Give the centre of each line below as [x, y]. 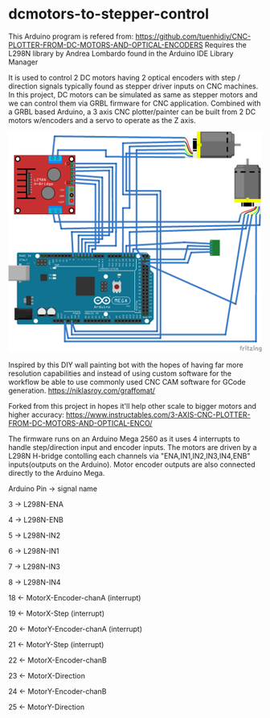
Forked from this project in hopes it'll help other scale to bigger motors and [133, 406]
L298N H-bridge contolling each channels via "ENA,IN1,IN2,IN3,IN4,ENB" [129, 456]
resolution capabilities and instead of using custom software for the [120, 373]
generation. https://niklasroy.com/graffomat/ [82, 390]
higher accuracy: [36, 415]
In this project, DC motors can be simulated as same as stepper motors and [133, 94]
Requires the [225, 44]
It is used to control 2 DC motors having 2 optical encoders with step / [125, 77]
